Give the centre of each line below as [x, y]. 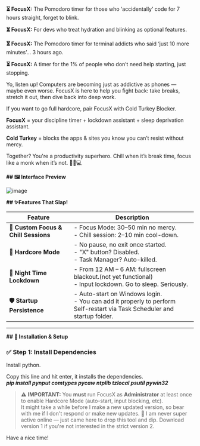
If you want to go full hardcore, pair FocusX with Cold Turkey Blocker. [91, 109]
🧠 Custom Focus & [36, 227]
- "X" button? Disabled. [107, 252]
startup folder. [93, 316]
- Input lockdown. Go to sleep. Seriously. [131, 284]
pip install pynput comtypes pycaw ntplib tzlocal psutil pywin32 [87, 383]
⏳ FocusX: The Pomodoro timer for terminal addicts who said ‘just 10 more [98, 44]
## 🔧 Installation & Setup [37, 336]
